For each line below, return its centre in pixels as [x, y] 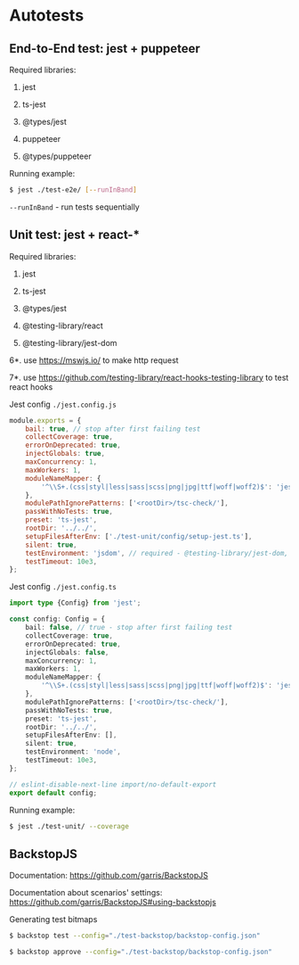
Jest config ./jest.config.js [63, 404]
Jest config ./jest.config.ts [63, 587]
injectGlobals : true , [65, 454]
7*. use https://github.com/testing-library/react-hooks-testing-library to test [149, 377]
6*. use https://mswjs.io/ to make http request [94, 360]
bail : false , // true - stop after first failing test [129, 628]
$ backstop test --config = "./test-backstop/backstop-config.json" [135, 936]
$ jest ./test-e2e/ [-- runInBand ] [73, 190]
